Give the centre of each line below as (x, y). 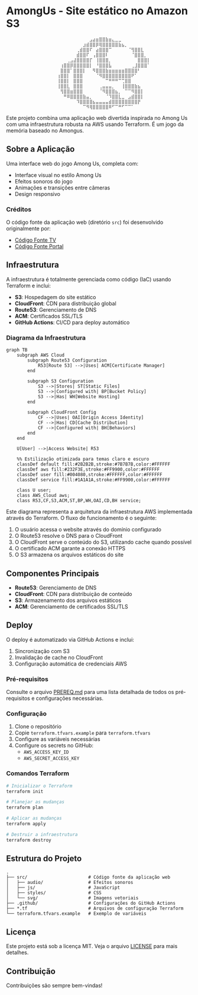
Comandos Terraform (38, 774)
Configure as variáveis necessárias (57, 739)
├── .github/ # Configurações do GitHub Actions (91, 904)
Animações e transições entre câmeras (62, 188)
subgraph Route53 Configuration (67, 360)
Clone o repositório (38, 727)
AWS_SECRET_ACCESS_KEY (51, 759)
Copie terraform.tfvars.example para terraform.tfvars (82, 733)
